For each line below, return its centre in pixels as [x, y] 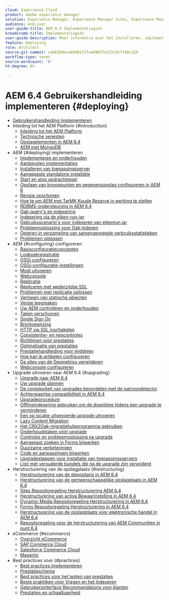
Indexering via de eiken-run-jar [52, 217]
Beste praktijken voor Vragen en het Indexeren [68, 582]
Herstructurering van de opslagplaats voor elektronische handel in [89, 512]
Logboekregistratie [39, 255]
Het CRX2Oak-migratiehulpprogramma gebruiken [71, 426]
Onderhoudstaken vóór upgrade [53, 432]
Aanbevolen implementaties [49, 163]
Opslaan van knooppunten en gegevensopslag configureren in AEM [90, 185]
